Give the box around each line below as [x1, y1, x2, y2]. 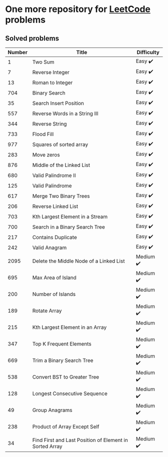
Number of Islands [32, 290, 76, 297]
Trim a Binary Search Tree [32, 356, 93, 363]
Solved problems [5, 34, 59, 42]
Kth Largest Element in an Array [32, 323, 107, 330]
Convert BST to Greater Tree [32, 373, 99, 380]
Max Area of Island [32, 274, 76, 281]
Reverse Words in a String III [32, 110, 98, 117]
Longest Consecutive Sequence [32, 390, 107, 397]
